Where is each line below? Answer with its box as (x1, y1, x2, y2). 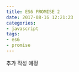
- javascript (6, 25, 39, 32)
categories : (6, 20, 36, 26)
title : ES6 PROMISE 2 (6, 8, 60, 15)
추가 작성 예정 (6, 59, 39, 67)
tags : (6, 31, 20, 37)
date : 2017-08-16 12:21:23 (6, 14, 74, 20)
